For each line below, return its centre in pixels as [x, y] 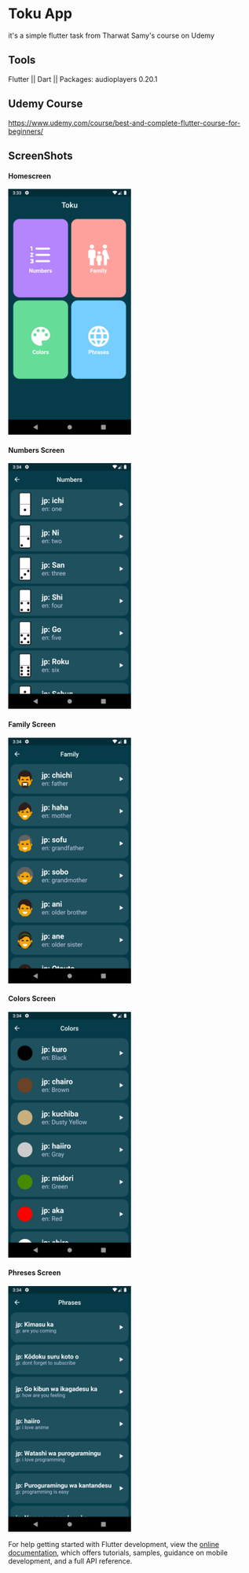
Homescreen [29, 176]
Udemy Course [46, 104]
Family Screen [32, 724]
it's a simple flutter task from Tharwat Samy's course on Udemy [111, 35]
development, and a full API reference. [70, 1560]
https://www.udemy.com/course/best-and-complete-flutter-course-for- [124, 123]
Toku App [40, 14]
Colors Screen [32, 998]
